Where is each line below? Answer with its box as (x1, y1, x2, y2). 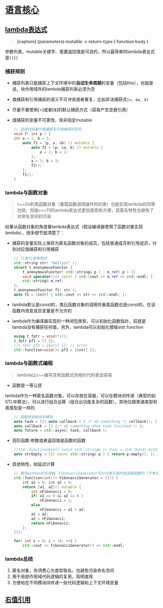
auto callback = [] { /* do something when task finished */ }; (14, 423, 145, 429)
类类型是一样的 (5, 405, 35, 411)
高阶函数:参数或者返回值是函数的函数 (12, 437, 86, 443)
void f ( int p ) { (14, 132, 51, 136)
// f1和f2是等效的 (14, 256, 48, 261)
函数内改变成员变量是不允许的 (12, 307, 72, 313)
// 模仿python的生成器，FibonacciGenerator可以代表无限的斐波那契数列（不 (14, 471, 152, 476)
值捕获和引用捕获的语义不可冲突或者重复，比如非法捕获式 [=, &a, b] (12, 96, 149, 102)
